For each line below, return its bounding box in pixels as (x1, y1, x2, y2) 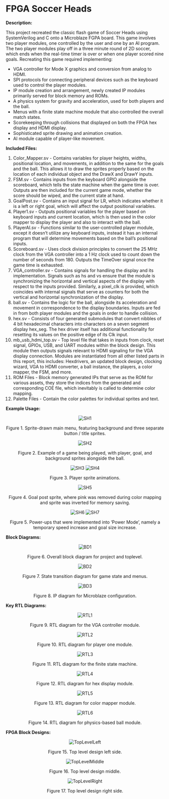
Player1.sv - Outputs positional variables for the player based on (13, 208, 146, 214)
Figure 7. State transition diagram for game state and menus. (22, 573, 148, 579)
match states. (13, 114, 42, 120)
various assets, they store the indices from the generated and (13, 380, 141, 386)
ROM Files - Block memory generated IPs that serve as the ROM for (13, 374, 153, 380)
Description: (6, 20, 32, 26)
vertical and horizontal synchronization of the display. (13, 294, 125, 300)
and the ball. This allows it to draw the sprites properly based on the (13, 166, 154, 172)
